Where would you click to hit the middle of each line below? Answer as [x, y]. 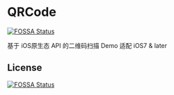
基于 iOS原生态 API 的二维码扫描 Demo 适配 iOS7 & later [87, 45]
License [25, 68]
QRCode [32, 12]
